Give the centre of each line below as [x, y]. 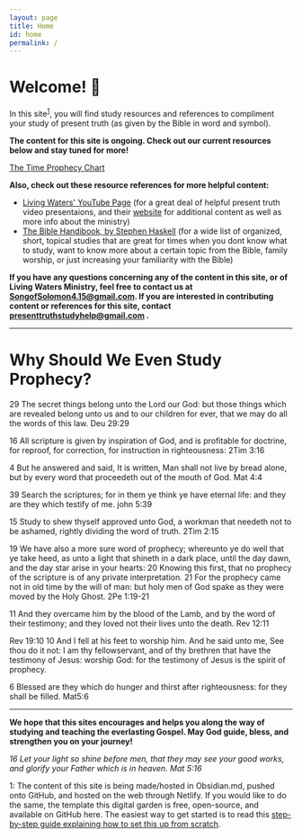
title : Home [31, 26]
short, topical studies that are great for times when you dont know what [155, 240]
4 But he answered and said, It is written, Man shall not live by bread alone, [148, 468]
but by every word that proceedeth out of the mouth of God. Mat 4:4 [136, 477]
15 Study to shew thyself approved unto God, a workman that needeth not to [151, 522]
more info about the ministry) [76, 221]
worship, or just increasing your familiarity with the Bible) [128, 259]
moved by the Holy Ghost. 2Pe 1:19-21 [80, 596]
